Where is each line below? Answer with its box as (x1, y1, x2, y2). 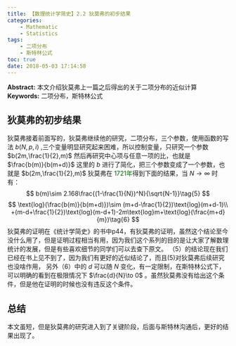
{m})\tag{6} (96, 215, 130, 224)
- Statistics (20, 30, 58, 37)
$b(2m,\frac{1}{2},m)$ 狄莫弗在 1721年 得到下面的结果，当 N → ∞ (20, 169, 211, 178)
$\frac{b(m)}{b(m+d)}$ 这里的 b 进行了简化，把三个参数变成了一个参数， (7, 160, 219, 169)
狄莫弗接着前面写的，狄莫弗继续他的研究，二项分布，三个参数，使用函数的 (7, 134, 223, 143)
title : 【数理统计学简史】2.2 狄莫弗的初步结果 (7, 10, 131, 18)
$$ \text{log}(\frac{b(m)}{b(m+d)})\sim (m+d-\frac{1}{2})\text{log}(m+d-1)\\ (8, 200, 228, 209)
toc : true (7, 56, 37, 63)
